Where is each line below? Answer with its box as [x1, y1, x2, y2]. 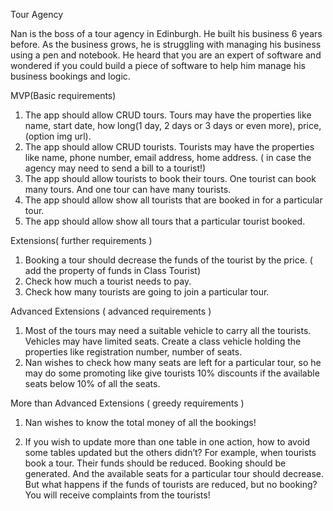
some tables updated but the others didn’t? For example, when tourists [24, 447, 317, 458]
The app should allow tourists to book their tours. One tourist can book [24, 173, 317, 184]
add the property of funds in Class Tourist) [24, 265, 202, 276]
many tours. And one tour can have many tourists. [24, 184, 232, 195]
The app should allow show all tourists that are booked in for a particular [24, 194, 323, 206]
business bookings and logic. [10, 70, 131, 82]
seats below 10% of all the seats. [24, 378, 161, 389]
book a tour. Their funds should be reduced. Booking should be [24, 457, 287, 469]
